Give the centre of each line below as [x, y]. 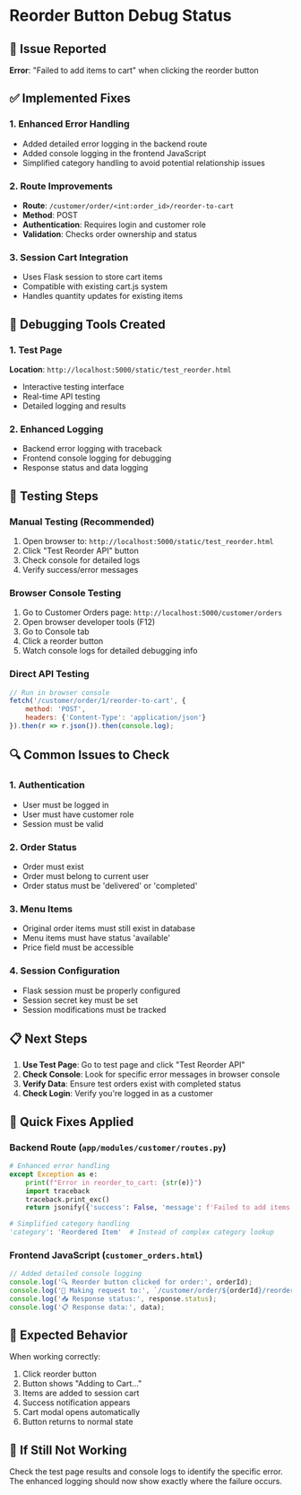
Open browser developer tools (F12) [89, 622]
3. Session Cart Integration [69, 257]
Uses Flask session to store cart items [92, 277]
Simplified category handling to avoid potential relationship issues [144, 163]
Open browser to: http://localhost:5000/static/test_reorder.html [148, 541]
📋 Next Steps [48, 1038]
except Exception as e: [54, 1174]
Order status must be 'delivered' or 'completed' [110, 885]
